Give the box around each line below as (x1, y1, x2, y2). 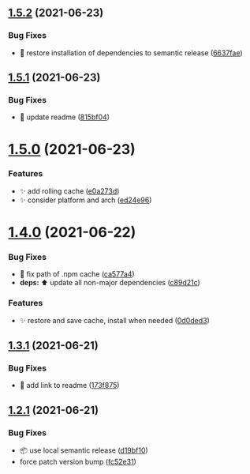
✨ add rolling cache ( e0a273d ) (19, 186, 120, 196)
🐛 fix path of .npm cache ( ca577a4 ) (19, 269, 136, 279)
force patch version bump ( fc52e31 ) (19, 457, 136, 467)
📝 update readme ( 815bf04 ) (19, 112, 110, 122)
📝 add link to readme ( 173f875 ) (19, 381, 120, 390)
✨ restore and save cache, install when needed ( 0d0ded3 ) (19, 315, 211, 325)
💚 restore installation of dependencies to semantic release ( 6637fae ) (19, 47, 243, 58)
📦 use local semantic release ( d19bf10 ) (19, 446, 148, 455)
